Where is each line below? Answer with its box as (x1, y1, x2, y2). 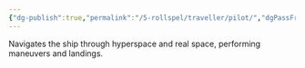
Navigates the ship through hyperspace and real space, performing (8, 38, 261, 49)
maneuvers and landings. (8, 47, 104, 59)
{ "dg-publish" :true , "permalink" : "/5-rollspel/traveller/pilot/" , (8, 13, 261, 23)
